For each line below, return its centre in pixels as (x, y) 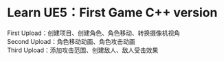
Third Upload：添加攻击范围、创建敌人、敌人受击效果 (83, 50)
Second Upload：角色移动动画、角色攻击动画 (71, 41)
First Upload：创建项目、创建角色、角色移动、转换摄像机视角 (94, 33)
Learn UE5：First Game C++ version (112, 13)
